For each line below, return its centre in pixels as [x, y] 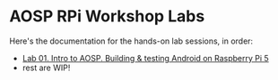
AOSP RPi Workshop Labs [107, 16]
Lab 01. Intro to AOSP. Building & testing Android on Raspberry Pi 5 [145, 58]
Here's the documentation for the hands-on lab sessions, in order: [131, 41]
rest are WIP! [46, 68]
